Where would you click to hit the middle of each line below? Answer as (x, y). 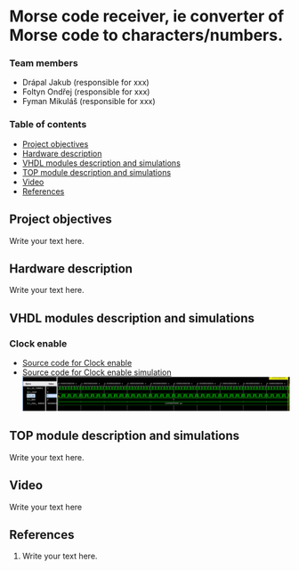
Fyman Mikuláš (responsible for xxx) (89, 102)
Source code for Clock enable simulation (97, 372)
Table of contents (48, 125)
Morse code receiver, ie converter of (147, 16)
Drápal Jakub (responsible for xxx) (85, 83)
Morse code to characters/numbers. (146, 35)
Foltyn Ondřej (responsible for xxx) (86, 92)
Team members (44, 63)
